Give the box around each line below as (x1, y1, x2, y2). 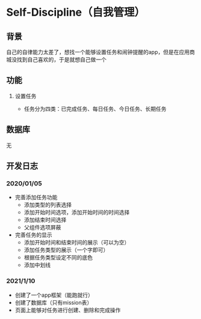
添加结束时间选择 (23, 216, 67, 223)
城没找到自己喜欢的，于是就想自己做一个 (6, 56, 107, 63)
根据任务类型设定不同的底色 (23, 254, 93, 261)
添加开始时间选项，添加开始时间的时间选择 (23, 209, 130, 216)
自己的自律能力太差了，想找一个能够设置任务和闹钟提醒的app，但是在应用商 (6, 49, 196, 55)
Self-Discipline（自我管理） (6, 5, 146, 19)
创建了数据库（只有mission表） (14, 299, 93, 306)
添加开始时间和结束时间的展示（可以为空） (23, 239, 130, 246)
